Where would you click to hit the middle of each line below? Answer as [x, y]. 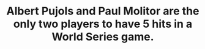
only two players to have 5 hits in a [103, 24]
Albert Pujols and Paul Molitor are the [103, 11]
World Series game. [103, 37]
